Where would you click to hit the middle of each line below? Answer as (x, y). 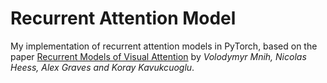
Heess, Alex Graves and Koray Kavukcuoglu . (102, 67)
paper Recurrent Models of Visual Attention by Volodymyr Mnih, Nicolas (158, 56)
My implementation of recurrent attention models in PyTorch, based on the (164, 46)
